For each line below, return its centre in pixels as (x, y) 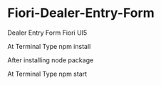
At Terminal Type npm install (49, 46)
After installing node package (51, 60)
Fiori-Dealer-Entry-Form (81, 13)
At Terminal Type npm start (47, 74)
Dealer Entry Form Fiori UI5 (47, 33)
